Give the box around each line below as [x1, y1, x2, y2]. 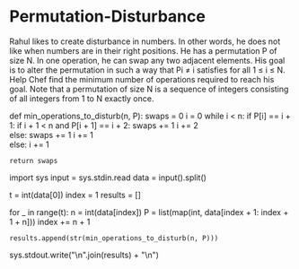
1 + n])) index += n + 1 [9, 216, 91, 227]
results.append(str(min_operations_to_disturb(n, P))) [9, 233, 219, 243]
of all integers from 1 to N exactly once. [9, 92, 154, 104]
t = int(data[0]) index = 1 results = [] [9, 189, 142, 200]
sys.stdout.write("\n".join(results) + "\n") [9, 249, 160, 260]
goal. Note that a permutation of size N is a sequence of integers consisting [9, 83, 289, 94]
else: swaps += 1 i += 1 [9, 129, 94, 140]
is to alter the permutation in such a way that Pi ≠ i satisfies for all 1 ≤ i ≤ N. [9, 65, 286, 75]
